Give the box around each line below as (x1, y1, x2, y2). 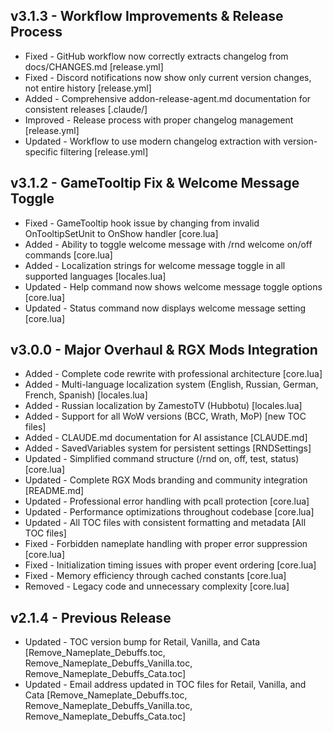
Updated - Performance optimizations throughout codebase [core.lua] (24, 506, 315, 518)
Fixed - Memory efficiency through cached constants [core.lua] (24, 570, 287, 582)
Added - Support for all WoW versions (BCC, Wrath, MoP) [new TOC (24, 410, 307, 423)
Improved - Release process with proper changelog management (24, 114, 294, 126)
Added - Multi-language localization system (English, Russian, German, (24, 379, 319, 391)
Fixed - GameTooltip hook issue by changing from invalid (24, 217, 260, 229)
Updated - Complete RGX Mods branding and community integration (24, 474, 308, 486)
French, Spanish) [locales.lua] (24, 389, 148, 401)
